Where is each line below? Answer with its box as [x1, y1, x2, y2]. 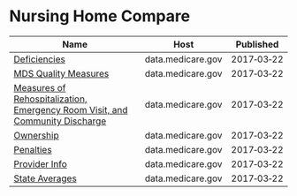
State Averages [13, 172, 77, 185]
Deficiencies [13, 53, 66, 65]
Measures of [13, 81, 66, 94]
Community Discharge [13, 115, 107, 127]
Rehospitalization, [13, 93, 88, 105]
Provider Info [13, 157, 68, 170]
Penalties [13, 143, 52, 155]
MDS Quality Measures [13, 67, 110, 79]
